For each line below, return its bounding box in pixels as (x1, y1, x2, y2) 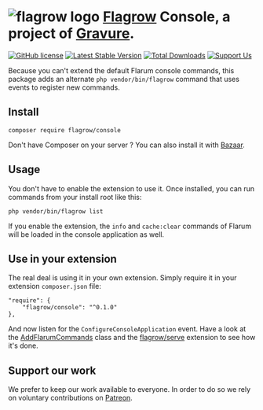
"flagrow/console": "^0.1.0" (22, 304, 118, 312)
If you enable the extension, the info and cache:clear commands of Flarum (8, 221, 252, 231)
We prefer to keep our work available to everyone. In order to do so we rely (8, 385, 251, 394)
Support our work (8, 364, 97, 377)
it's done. (8, 341, 38, 350)
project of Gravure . (8, 24, 135, 42)
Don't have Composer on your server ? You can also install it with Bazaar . (8, 140, 245, 150)
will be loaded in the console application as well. (8, 229, 165, 239)
